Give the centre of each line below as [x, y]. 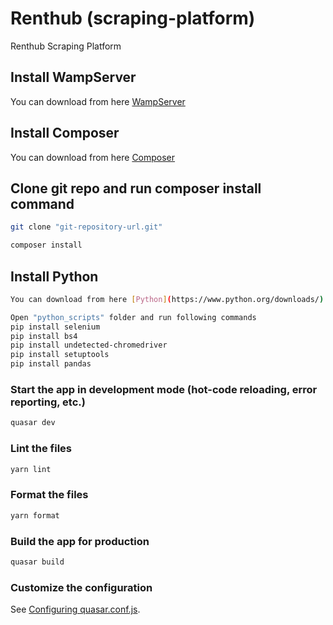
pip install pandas [51, 364]
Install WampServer [73, 77]
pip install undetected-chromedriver [89, 345]
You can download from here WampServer [98, 101]
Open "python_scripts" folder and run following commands [133, 317]
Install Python [54, 276]
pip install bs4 [44, 336]
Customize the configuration [81, 587]
